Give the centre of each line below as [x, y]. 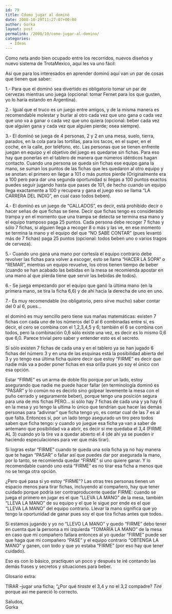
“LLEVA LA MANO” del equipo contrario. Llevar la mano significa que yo [81, 508]
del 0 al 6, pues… [24, 306]
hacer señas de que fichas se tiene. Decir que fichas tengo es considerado [84, 211]
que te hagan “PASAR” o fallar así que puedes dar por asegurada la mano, [83, 455]
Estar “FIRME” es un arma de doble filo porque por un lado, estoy [74, 379]
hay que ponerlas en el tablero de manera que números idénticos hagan [81, 157]
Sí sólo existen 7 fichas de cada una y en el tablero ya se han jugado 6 [79, 348]
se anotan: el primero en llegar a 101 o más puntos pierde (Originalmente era [86, 174]
